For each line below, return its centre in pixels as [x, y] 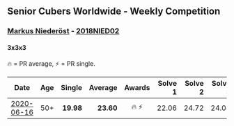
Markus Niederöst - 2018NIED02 [63, 31]
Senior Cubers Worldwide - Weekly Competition [114, 11]
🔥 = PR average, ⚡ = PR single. [51, 63]
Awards [137, 87]
